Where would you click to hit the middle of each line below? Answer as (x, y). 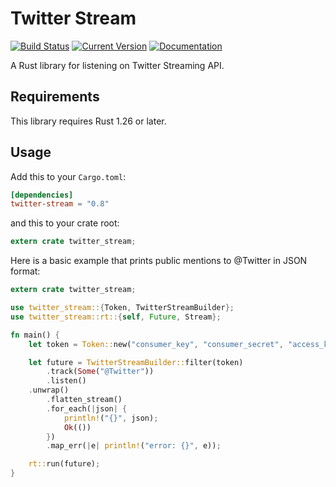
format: (25, 271)
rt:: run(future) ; (64, 464)
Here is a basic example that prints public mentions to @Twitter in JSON (159, 261)
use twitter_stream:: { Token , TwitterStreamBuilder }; (122, 308)
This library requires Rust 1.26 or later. (88, 121)
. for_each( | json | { (87, 408)
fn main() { (35, 335)
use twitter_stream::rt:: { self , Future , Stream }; (116, 317)
